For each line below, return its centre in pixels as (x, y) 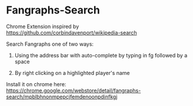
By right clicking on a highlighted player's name (72, 73)
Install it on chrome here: (36, 84)
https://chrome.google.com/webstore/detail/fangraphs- (74, 90)
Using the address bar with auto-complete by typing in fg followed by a (101, 55)
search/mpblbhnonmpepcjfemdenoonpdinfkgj (62, 97)
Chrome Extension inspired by (43, 26)
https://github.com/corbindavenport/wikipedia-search (71, 32)
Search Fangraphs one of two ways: (50, 44)
